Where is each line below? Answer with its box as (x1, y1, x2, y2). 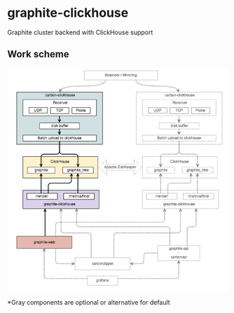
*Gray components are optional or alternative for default (7, 298, 170, 306)
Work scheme (7, 48, 70, 60)
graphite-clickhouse (7, 5, 129, 21)
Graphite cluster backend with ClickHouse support (7, 28, 153, 36)
